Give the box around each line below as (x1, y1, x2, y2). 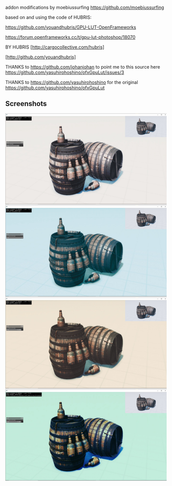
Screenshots (5, 99, 47, 108)
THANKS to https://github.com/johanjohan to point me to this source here (5, 64, 160, 70)
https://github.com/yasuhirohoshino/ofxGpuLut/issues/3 (5, 69, 124, 75)
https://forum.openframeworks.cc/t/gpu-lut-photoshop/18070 (5, 34, 136, 40)
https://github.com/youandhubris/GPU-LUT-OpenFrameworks (5, 24, 137, 30)
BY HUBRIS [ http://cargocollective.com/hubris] (5, 44, 104, 50)
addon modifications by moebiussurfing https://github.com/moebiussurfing (5, 5, 164, 10)
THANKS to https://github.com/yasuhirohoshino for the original (5, 79, 138, 85)
